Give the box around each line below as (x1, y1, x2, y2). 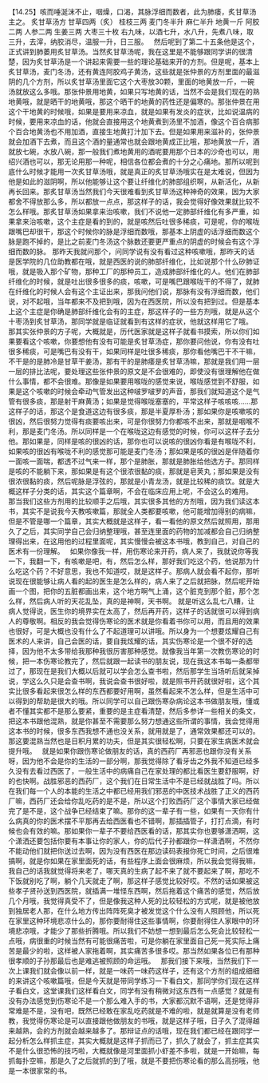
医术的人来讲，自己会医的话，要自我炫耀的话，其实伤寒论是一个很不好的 (8, 636, 246, 646)
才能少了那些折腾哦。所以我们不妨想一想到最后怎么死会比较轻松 (42, 926, 253, 935)
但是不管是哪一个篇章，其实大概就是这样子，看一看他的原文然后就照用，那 (8, 516, 253, 526)
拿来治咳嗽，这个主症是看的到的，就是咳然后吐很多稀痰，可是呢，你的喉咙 (14, 217, 260, 226)
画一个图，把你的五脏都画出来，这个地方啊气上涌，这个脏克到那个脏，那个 (8, 587, 253, 595)
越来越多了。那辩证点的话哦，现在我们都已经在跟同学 (77, 1026, 253, 1035)
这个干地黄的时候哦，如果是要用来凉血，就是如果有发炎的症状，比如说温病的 (8, 107, 260, 116)
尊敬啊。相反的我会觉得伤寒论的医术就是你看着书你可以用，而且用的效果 (22, 616, 260, 626)
